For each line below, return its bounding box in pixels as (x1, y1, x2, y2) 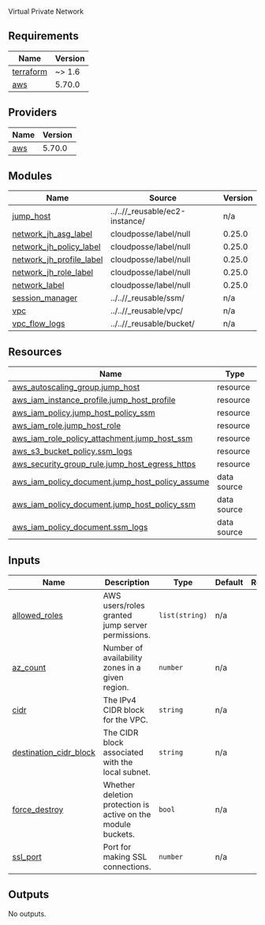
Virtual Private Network (8, 7, 84, 16)
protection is (103, 800, 150, 811)
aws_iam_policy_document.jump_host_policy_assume (12, 476, 210, 487)
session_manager (12, 293, 78, 304)
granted (103, 610, 132, 621)
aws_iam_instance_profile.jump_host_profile (12, 394, 176, 405)
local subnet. (103, 766, 151, 778)
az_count (12, 662, 46, 673)
